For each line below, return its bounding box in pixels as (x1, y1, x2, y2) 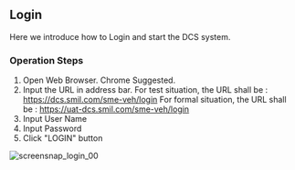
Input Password (22, 123, 82, 135)
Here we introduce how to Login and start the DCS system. (9, 31, 231, 42)
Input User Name (22, 114, 88, 125)
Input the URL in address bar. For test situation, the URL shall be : (22, 85, 269, 95)
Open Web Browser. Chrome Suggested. (22, 75, 176, 85)
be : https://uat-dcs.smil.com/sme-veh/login (22, 104, 190, 115)
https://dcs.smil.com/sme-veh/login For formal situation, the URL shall (22, 95, 287, 105)
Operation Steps (9, 54, 84, 66)
